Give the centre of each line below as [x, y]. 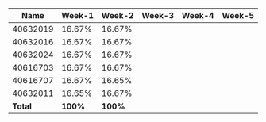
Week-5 [238, 15]
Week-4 [198, 15]
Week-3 [158, 15]
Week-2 [118, 15]
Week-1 [77, 15]
